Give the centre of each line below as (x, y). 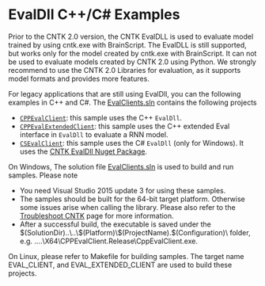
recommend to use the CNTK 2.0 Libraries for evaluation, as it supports (125, 70)
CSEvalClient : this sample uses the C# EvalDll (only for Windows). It (131, 143)
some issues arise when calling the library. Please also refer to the (127, 207)
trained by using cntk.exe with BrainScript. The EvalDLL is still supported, (127, 44)
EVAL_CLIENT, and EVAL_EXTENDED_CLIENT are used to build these (120, 265)
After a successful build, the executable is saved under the (115, 224)
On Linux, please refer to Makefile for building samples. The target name (126, 256)
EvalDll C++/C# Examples (94, 15)
